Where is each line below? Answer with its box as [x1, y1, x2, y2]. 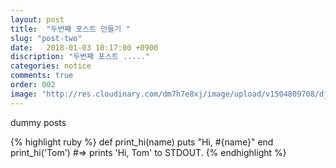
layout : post [10, 14, 65, 25]
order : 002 [10, 80, 56, 90]
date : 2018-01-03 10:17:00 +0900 [10, 42, 159, 53]
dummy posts [10, 116, 67, 128]
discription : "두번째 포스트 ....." [10, 52, 151, 62]
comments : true [10, 71, 74, 81]
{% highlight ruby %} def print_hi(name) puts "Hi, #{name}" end [10, 136, 274, 148]
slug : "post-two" [10, 33, 83, 43]
